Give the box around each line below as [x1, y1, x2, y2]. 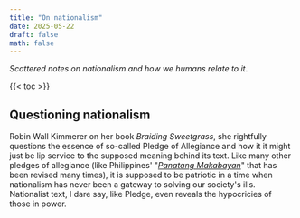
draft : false [9, 30, 59, 39]
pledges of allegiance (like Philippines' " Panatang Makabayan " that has [9, 160, 277, 171]
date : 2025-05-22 [9, 22, 75, 31]
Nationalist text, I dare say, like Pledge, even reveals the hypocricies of [9, 189, 273, 200]
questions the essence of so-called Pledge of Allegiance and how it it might [9, 141, 291, 152]
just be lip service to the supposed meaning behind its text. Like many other [9, 150, 292, 161]
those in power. [9, 198, 67, 209]
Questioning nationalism [9, 107, 151, 122]
